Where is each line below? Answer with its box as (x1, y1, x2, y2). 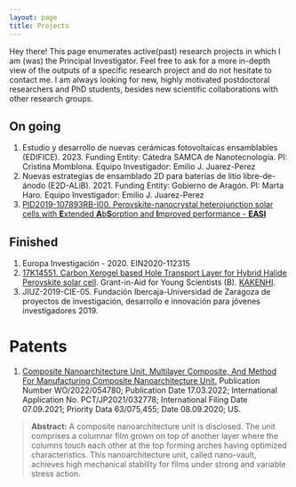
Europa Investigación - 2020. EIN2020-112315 (21, 258, 191, 269)
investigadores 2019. (21, 305, 99, 316)
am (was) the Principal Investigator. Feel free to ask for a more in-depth (9, 55, 271, 66)
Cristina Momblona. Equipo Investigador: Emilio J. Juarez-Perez (21, 161, 256, 172)
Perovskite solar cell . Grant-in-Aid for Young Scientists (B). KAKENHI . (21, 277, 276, 288)
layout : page (9, 12, 58, 22)
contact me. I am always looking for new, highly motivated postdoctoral (9, 74, 270, 85)
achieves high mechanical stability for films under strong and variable (30, 459, 286, 470)
